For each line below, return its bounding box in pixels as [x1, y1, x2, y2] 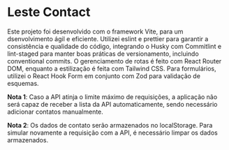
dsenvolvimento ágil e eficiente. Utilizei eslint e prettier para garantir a [7, 34, 209, 43]
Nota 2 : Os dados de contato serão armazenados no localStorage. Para [7, 121, 213, 129]
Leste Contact [7, 4, 91, 20]
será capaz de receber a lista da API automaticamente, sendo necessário [7, 100, 218, 108]
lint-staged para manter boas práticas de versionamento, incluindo [7, 50, 199, 58]
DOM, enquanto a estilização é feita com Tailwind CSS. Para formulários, [7, 64, 216, 73]
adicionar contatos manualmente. [7, 107, 103, 116]
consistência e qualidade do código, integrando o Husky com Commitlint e [7, 42, 222, 50]
